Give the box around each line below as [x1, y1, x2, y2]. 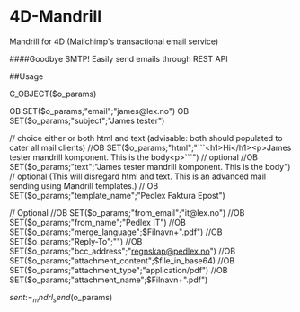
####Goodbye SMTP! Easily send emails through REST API [9, 53, 228, 64]
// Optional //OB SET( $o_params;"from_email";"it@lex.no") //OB [9, 207, 245, 218]
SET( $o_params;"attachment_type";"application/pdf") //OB [9, 264, 228, 275]
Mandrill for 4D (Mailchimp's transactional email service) [9, 36, 219, 47]
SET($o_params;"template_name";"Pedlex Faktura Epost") [9, 190, 226, 201]
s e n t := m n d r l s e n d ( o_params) [9, 291, 113, 305]
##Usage [9, 70, 44, 82]
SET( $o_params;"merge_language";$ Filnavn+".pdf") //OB [9, 227, 223, 237]
